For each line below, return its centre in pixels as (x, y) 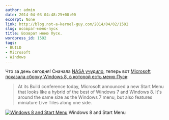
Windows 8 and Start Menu (97, 112)
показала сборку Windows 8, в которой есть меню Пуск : (67, 77)
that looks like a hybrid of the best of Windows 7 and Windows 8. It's (90, 92)
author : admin (20, 10)
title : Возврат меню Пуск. (34, 33)
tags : (11, 43)
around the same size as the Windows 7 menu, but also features (85, 97)
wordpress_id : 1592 (26, 38)
